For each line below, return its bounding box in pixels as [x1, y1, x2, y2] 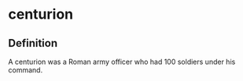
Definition [8, 37, 57, 50]
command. [8, 65, 43, 75]
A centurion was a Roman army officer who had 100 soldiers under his [8, 57, 236, 66]
